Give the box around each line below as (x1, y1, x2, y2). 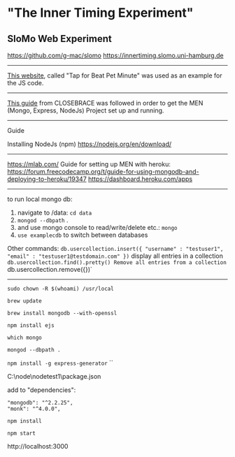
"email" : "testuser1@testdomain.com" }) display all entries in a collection (7, 252, 224, 260)
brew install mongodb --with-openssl (7, 310, 117, 317)
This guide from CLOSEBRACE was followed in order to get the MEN (7, 99, 204, 107)
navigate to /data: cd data (17, 208, 92, 217)
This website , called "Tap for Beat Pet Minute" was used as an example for (7, 71, 222, 80)
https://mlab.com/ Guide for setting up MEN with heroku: (7, 160, 171, 168)
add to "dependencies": (7, 386, 76, 394)
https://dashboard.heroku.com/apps (88, 175, 193, 183)
